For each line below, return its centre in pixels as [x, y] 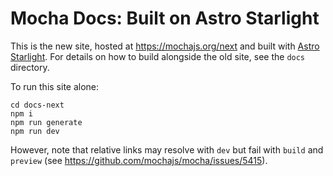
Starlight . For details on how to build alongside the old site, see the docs [158, 56]
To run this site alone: [55, 86]
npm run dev [35, 131]
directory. [30, 67]
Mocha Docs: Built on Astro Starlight [165, 18]
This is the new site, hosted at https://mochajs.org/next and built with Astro [165, 46]
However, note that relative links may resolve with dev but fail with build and [167, 149]
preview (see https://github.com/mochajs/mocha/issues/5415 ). [139, 160]
